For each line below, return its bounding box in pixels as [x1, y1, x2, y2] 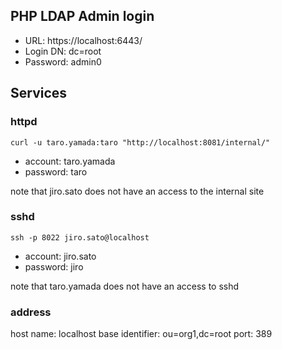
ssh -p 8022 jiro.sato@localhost [10, 232, 150, 243]
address [10, 305, 52, 319]
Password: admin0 [24, 55, 102, 68]
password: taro [24, 165, 88, 178]
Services [10, 85, 68, 102]
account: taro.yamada [24, 155, 116, 167]
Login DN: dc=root [24, 45, 102, 57]
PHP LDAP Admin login [10, 8, 155, 25]
